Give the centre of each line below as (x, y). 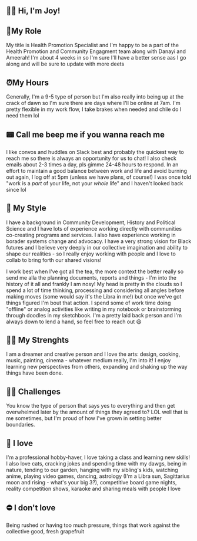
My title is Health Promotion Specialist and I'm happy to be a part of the (93, 45)
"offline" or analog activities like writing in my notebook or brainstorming (94, 309)
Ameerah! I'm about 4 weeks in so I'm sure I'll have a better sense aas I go (96, 58)
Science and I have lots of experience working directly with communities (94, 228)
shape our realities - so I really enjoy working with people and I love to (91, 254)
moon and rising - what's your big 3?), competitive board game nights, (91, 483)
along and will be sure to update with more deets (65, 64)
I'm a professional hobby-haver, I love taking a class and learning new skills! (98, 457)
